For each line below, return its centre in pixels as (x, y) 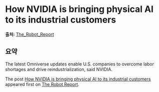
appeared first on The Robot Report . (42, 84)
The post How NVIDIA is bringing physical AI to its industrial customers (78, 79)
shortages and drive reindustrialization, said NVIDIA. (59, 69)
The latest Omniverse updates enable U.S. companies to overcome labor (80, 64)
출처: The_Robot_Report (30, 34)
